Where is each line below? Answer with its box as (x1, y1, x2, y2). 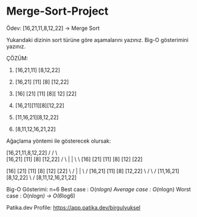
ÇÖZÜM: (6, 54, 29, 62)
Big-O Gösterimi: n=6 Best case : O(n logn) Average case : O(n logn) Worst (6, 185, 192, 193)
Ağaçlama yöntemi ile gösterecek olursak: (6, 137, 111, 144)
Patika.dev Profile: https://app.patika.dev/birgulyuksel (6, 204, 141, 211)
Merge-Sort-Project (6, 4, 109, 18)
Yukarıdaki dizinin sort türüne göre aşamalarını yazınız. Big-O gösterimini (6, 36, 189, 43)
